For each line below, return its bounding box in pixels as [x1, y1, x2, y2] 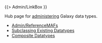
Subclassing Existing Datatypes [11, 28, 74, 33]
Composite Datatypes [11, 33, 55, 38]
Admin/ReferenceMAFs [11, 22, 58, 28]
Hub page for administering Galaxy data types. [4, 13, 98, 19]
